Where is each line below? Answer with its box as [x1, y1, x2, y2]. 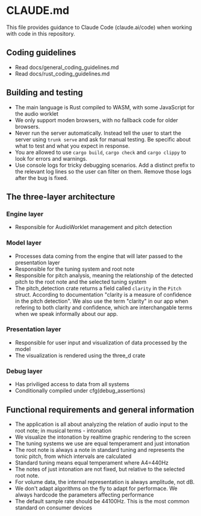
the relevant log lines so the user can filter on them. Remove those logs [14, 167, 191, 175]
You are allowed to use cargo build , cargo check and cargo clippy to [14, 149, 187, 156]
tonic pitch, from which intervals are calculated [14, 453, 132, 460]
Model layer [6, 239, 42, 247]
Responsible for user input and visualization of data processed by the [14, 339, 188, 346]
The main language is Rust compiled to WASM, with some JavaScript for [14, 103, 194, 111]
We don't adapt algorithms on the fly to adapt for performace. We [14, 485, 178, 492]
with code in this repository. [6, 30, 75, 37]
